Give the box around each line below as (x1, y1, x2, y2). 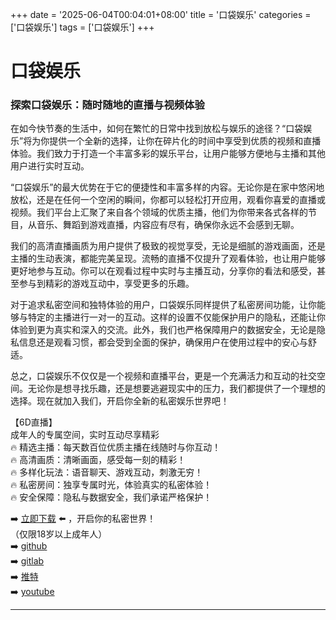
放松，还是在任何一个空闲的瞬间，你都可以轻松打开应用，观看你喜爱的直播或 (10, 194, 326, 206)
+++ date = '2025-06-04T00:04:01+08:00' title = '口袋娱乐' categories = (10, 9, 312, 20)
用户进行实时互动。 (10, 160, 90, 172)
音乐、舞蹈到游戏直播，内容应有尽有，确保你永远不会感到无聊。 (36, 219, 300, 231)
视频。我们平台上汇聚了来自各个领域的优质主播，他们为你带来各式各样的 (10, 206, 308, 218)
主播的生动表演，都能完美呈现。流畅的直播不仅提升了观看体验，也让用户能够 (10, 253, 326, 265)
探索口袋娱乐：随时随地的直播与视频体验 (10, 98, 205, 112)
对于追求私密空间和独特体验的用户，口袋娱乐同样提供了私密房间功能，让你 (10, 299, 317, 311)
